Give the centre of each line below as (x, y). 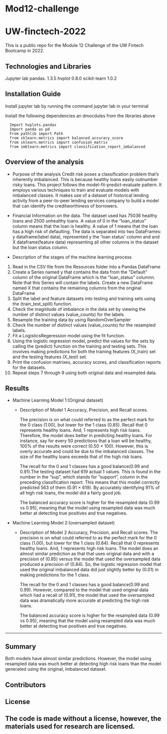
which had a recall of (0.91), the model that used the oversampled (87, 595)
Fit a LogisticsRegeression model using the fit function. (69, 335)
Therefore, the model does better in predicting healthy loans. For (86, 436)
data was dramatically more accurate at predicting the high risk (84, 601)
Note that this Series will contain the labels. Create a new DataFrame (83, 282)
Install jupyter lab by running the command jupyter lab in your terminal (77, 106)
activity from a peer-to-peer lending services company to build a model (85, 201)
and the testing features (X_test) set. (50, 357)
